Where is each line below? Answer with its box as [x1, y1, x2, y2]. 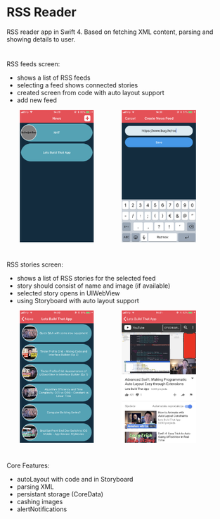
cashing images [16, 497, 63, 506]
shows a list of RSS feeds [16, 73, 91, 82]
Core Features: [6, 461, 50, 470]
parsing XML [16, 482, 54, 491]
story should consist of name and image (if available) [16, 281, 171, 290]
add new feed [16, 96, 57, 104]
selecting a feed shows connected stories [16, 81, 138, 90]
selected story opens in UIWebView [16, 289, 120, 298]
